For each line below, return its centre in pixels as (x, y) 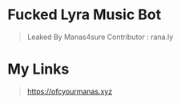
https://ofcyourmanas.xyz (70, 91)
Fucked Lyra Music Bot (84, 15)
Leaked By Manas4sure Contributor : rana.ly (100, 37)
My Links (38, 69)
